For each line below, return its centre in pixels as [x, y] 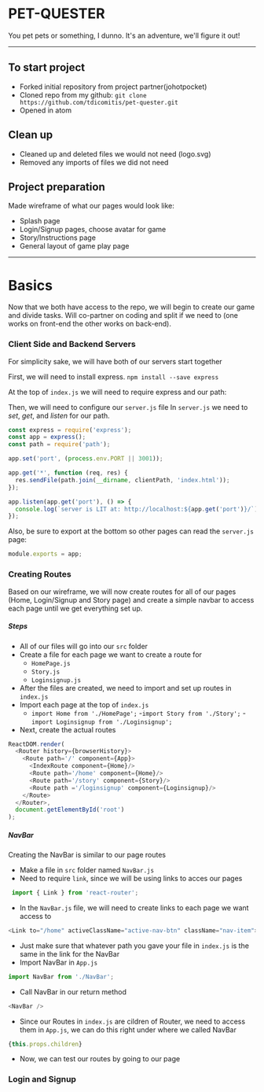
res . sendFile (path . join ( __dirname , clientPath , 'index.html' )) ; [123, 480]
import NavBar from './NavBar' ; [61, 976]
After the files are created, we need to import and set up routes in [125, 688]
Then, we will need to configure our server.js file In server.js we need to [128, 407]
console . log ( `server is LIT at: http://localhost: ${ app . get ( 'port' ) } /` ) [137, 509]
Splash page [40, 221]
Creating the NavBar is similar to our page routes [87, 855]
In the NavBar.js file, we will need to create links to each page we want [134, 908]
